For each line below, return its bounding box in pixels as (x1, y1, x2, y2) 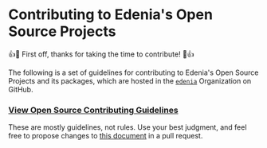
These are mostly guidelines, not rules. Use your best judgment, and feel (8, 123, 247, 132)
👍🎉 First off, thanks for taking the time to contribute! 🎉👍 (8, 49, 194, 59)
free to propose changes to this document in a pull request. (8, 131, 203, 141)
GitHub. (8, 84, 33, 94)
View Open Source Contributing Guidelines (8, 104, 179, 115)
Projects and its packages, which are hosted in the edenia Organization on (8, 76, 252, 85)
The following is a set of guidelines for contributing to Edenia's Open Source (8, 68, 259, 77)
